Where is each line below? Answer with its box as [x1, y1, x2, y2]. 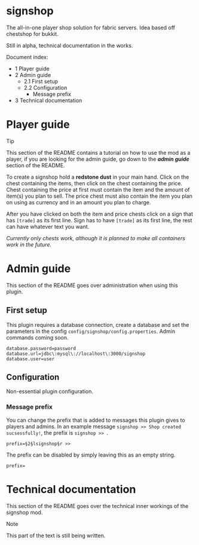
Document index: [6, 53, 48, 60]
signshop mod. [6, 509, 43, 516]
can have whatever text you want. [6, 223, 90, 230]
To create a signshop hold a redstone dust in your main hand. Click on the [6, 173, 189, 180]
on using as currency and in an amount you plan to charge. [6, 198, 151, 206]
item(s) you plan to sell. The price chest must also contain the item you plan [6, 192, 192, 200]
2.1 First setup [23, 78, 59, 85]
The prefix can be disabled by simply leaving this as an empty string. [6, 451, 176, 458]
